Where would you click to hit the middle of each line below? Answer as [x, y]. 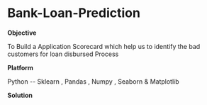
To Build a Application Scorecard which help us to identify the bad [104, 46]
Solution [20, 95]
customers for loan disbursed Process [63, 54]
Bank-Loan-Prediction [74, 13]
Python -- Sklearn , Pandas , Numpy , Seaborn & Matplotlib [93, 81]
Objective [22, 33]
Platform [21, 67]
